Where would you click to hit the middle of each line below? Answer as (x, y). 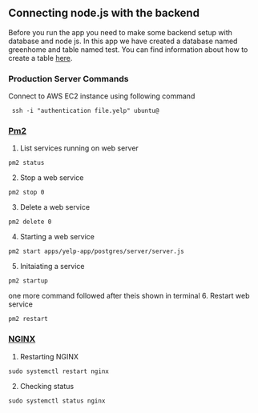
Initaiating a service (52, 267)
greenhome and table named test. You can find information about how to (128, 49)
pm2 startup (28, 281)
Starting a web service (57, 237)
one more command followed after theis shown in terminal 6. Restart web (129, 296)
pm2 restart (28, 319)
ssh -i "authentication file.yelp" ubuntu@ (85, 111)
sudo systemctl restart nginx (59, 371)
